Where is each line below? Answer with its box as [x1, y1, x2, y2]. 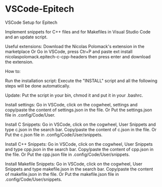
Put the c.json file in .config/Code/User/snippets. [5, 132, 103, 137]
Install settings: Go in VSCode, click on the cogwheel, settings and [5, 102, 138, 107]
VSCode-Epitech [5, 3, 74, 15]
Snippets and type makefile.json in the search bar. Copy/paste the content [5, 166, 153, 172]
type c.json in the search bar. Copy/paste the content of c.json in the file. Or [5, 126, 157, 132]
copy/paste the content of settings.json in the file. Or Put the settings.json [5, 107, 152, 113]
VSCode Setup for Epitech [5, 19, 58, 25]
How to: [5, 68, 21, 74]
